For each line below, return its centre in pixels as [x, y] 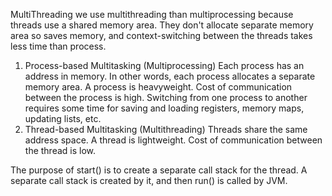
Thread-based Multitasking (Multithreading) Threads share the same [166, 129]
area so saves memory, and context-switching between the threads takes [161, 35]
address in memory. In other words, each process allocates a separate [170, 76]
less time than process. [58, 46]
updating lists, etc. [63, 118]
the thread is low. [60, 150]
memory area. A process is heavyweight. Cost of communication [158, 87]
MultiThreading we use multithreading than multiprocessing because [152, 14]
